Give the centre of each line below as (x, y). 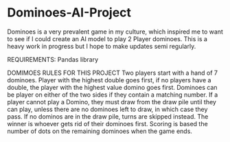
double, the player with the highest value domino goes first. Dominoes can (112, 87)
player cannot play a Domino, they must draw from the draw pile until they (112, 102)
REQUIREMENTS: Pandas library (53, 59)
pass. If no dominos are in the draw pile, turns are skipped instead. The (108, 116)
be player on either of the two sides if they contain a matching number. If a (113, 95)
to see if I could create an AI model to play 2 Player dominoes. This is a (107, 38)
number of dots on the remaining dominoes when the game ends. (100, 131)
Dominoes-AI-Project (69, 13)
